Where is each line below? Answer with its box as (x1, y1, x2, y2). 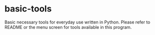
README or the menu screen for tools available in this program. (4, 24, 132, 30)
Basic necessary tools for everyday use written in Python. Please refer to (4, 19, 151, 25)
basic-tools (4, 3, 52, 14)
